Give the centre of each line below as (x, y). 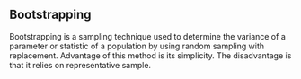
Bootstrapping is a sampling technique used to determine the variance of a (147, 36)
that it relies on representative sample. (80, 65)
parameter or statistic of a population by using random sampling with (137, 46)
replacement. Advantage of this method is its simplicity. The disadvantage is (150, 55)
